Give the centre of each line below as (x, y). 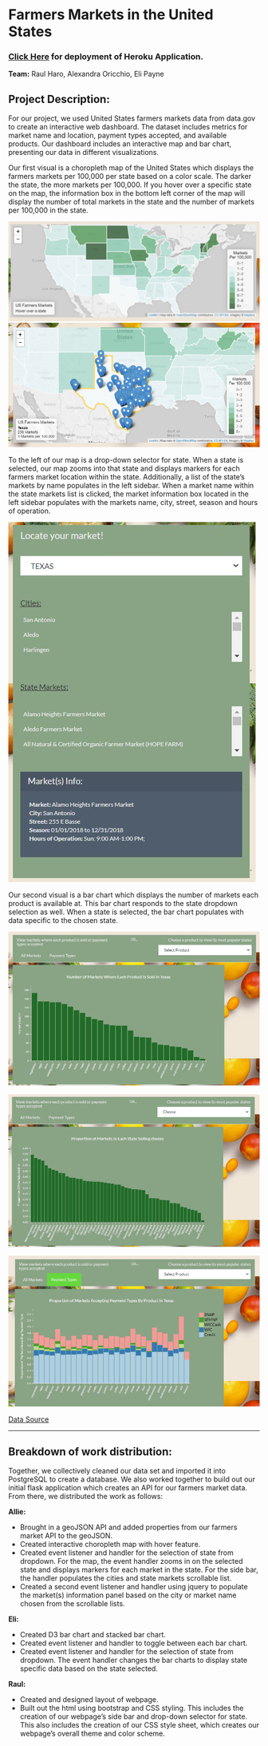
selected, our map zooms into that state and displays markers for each (124, 468)
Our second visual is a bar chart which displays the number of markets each (134, 895)
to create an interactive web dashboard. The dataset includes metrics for (128, 127)
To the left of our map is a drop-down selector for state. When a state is (126, 460)
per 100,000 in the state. (49, 210)
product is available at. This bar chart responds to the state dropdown (123, 904)
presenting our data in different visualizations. (84, 153)
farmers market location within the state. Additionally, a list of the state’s (126, 477)
